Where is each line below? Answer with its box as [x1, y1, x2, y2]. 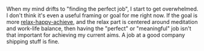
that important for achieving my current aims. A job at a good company [6, 31, 186, 39]
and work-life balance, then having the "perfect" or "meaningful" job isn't [6, 25, 192, 32]
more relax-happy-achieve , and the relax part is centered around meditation [6, 18, 198, 25]
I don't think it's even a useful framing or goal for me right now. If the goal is [6, 12, 198, 19]
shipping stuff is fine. [6, 38, 60, 45]
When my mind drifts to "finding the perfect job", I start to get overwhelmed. [6, 6, 198, 12]
